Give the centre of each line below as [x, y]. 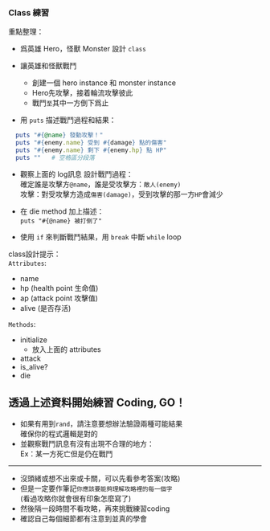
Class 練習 [29, 12]
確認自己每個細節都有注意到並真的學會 [83, 518]
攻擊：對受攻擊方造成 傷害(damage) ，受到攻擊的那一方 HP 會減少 [121, 194]
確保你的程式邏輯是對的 [59, 433]
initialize [34, 340]
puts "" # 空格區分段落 [55, 157]
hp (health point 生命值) [59, 288]
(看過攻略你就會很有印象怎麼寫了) [76, 498]
